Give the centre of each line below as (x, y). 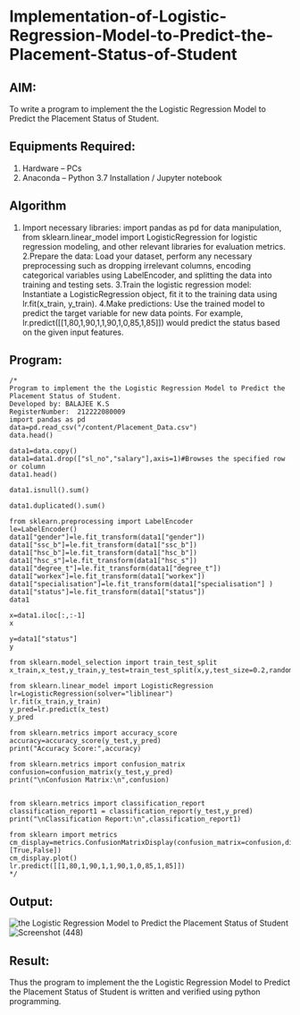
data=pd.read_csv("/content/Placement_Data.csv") (104, 428)
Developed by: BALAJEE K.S (59, 405)
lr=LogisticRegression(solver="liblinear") (92, 694)
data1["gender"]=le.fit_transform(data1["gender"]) (107, 537)
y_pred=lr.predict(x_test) (59, 710)
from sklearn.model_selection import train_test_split (113, 663)
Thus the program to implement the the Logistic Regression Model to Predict (150, 983)
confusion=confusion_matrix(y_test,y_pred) (92, 772)
